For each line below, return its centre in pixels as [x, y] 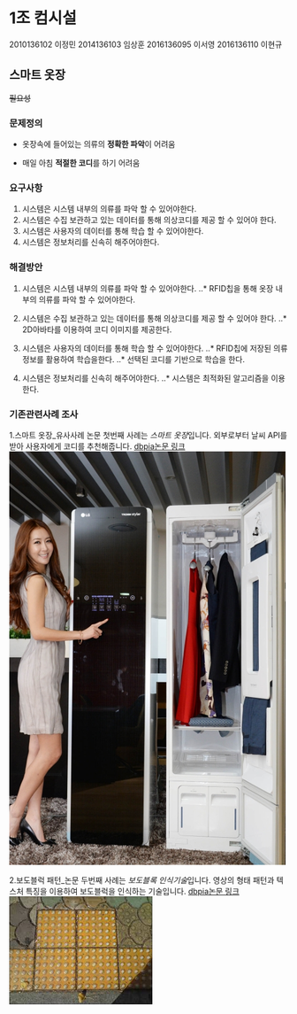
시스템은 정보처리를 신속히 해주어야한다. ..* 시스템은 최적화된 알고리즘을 [145, 378]
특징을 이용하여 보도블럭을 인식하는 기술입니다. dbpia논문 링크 [133, 891]
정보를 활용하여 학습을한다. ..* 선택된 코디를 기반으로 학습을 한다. [133, 359]
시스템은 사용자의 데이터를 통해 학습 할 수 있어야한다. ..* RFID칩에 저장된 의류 [155, 348]
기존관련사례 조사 [44, 414]
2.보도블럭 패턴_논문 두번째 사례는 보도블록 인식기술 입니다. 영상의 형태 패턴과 [142, 880]
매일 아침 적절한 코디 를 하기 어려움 [81, 163]
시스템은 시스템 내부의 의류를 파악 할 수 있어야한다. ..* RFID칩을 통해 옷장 [148, 288]
